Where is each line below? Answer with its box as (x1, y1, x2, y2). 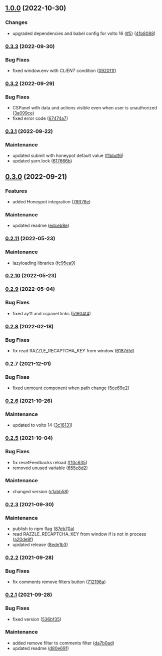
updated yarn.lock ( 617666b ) (12, 158, 72, 164)
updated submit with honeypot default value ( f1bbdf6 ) (12, 152, 124, 159)
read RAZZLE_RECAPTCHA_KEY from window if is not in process (12, 531, 146, 537)
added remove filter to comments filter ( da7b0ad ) (12, 640, 114, 646)
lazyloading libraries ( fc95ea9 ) (12, 260, 76, 266)
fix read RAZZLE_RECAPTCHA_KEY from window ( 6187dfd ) (12, 347, 134, 354)
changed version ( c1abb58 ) (12, 488, 69, 494)
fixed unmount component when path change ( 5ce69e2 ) (12, 385, 129, 391)
